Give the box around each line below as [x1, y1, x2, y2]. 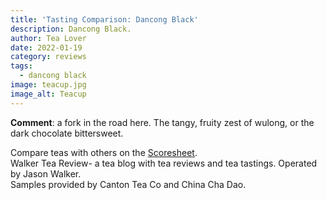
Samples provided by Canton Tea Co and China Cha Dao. [10, 178, 247, 190]
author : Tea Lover [10, 33, 87, 43]
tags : [10, 61, 33, 71]
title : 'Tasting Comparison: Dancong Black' [10, 14, 199, 25]
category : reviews [10, 52, 87, 62]
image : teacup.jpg [10, 80, 87, 90]
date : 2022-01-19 [10, 42, 83, 53]
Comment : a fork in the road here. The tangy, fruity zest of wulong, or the [10, 116, 315, 128]
